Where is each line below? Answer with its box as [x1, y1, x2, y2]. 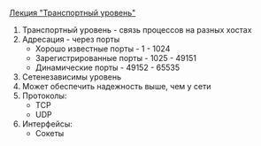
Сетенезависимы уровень [21, 72, 122, 82]
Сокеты [35, 128, 65, 138]
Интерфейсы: [21, 119, 73, 129]
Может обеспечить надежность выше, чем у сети [21, 81, 211, 91]
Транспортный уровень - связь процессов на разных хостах [21, 25, 252, 35]
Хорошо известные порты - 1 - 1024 [35, 43, 171, 54]
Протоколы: [21, 90, 67, 101]
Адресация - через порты [21, 35, 120, 44]
